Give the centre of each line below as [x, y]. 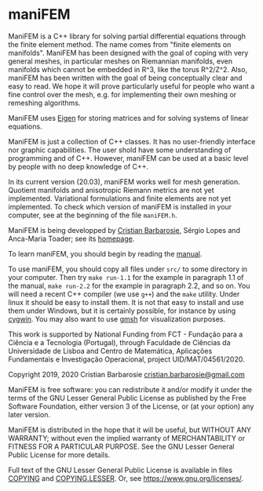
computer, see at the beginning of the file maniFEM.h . [93, 215]
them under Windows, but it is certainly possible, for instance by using [122, 311]
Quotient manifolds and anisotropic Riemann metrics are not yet [111, 190]
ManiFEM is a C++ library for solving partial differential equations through [127, 36]
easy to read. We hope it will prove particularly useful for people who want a [131, 86]
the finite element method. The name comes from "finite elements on [120, 44]
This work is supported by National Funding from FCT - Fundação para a [126, 334]
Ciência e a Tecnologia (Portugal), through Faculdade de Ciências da [119, 342]
